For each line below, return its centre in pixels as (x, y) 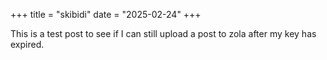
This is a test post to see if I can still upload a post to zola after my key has (163, 33)
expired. (27, 44)
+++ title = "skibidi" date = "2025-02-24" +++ (106, 14)
